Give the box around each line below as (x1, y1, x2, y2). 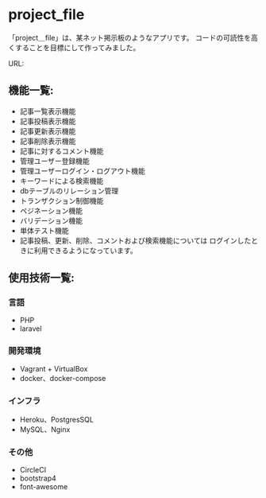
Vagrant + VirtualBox (19, 364, 88, 373)
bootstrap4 (19, 473, 57, 483)
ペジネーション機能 (19, 205, 83, 216)
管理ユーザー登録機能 (19, 156, 90, 165)
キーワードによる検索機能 (19, 176, 104, 185)
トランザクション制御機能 (19, 196, 104, 205)
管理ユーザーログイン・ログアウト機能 (19, 165, 145, 176)
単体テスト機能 (19, 225, 69, 235)
